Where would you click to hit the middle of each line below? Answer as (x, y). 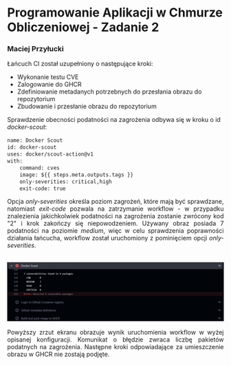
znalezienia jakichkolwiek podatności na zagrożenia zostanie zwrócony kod (115, 216)
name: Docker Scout (35, 140)
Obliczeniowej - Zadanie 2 (83, 27)
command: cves (40, 168)
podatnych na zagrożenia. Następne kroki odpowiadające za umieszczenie (115, 347)
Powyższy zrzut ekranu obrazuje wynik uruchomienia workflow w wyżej (115, 333)
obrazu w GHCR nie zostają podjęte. (58, 354)
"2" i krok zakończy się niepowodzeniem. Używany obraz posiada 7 (115, 223)
